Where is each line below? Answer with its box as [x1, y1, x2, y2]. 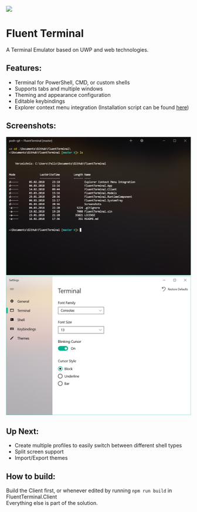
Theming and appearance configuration [14, 91, 111, 98]
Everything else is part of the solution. [6, 500, 98, 507]
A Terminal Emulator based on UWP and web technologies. [6, 46, 149, 53]
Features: [6, 63, 42, 73]
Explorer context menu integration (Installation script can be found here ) [14, 103, 189, 111]
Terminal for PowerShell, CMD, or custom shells [14, 79, 130, 86]
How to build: [6, 471, 56, 481]
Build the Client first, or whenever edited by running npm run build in [6, 487, 172, 494]
